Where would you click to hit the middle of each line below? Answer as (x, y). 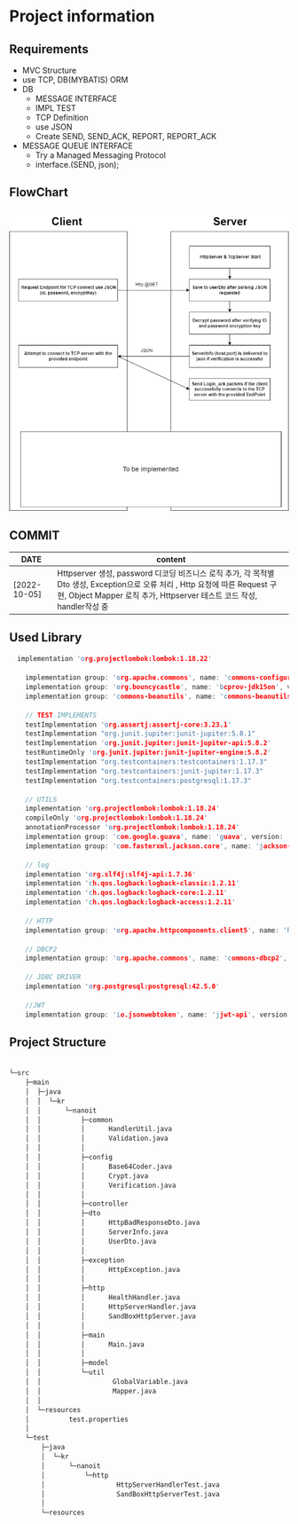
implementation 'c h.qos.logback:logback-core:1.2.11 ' (126, 893)
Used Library (46, 637)
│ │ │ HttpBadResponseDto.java (113, 1223)
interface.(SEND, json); (77, 165)
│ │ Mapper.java (91, 1391)
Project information (82, 16)
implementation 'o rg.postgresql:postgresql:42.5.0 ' (122, 986)
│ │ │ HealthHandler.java (102, 1298)
